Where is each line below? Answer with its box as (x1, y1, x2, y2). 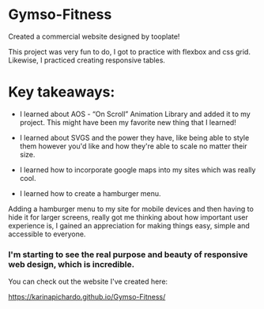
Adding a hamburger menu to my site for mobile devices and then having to (8, 204, 255, 213)
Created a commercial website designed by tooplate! (8, 32, 180, 41)
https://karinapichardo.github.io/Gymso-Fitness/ (8, 292, 166, 302)
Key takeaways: (8, 83, 115, 101)
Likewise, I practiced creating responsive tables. (8, 55, 166, 65)
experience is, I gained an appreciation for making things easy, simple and (8, 220, 251, 230)
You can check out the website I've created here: (8, 277, 168, 286)
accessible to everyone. (8, 229, 86, 239)
